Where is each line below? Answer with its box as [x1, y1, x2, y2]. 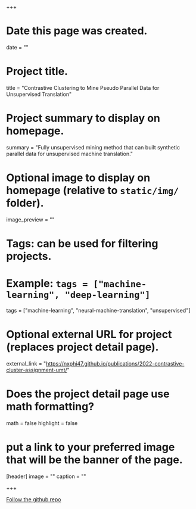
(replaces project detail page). [6, 341, 159, 354]
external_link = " [6, 360, 46, 367]
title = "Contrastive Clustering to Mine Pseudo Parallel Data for [6, 84, 160, 91]
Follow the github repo [6, 495, 61, 503]
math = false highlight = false [6, 419, 78, 426]
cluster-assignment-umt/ [6, 366, 67, 373]
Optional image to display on [6, 171, 151, 185]
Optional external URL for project [6, 328, 172, 341]
